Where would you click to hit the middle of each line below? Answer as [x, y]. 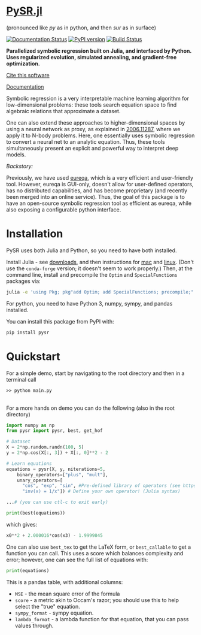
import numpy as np [31, 425]
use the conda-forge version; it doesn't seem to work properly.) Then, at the [100, 268]
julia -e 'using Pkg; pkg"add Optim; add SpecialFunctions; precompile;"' [101, 292]
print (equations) [28, 570]
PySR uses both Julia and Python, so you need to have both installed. [92, 250]
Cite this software [28, 75]
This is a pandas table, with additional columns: [65, 582]
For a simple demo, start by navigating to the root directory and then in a [95, 373]
